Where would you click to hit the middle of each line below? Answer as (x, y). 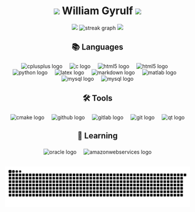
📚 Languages (97, 47)
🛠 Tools (97, 98)
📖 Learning (97, 136)
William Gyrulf (97, 11)
